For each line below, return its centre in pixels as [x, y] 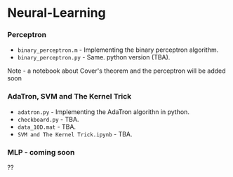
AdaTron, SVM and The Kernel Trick [69, 97]
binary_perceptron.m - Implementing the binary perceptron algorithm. [118, 50]
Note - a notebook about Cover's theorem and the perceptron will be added [116, 71]
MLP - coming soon [41, 152]
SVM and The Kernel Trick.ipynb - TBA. [75, 134]
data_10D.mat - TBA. [46, 127]
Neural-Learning [57, 13]
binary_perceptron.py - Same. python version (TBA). [94, 57]
